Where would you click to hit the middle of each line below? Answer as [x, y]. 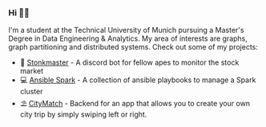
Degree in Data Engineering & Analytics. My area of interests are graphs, [128, 38]
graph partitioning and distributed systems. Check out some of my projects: [133, 47]
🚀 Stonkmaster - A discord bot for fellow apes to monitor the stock [129, 62]
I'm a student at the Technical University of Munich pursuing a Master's [126, 30]
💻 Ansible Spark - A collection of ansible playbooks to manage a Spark [138, 80]
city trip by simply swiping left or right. [83, 114]
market [32, 71]
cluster [31, 92]
